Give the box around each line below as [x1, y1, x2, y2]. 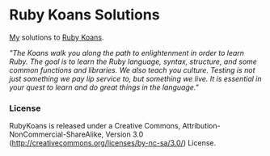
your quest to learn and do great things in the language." [9, 82, 199, 92]
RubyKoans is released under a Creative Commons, [9, 121, 181, 131]
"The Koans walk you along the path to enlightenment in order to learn [9, 48, 245, 57]
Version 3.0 [105, 129, 144, 139]
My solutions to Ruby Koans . [9, 32, 104, 42]
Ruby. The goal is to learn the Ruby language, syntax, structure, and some [9, 57, 258, 66]
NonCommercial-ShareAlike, [9, 129, 104, 139]
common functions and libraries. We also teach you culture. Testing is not [9, 65, 255, 74]
